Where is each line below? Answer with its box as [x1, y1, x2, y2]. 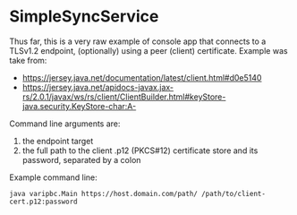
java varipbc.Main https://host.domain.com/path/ [9, 189, 199, 198]
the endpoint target [21, 135, 94, 146]
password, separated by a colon [21, 154, 141, 165]
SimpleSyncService [9, 6, 159, 27]
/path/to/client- [200, 189, 267, 198]
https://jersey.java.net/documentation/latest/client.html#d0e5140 [21, 72, 262, 82]
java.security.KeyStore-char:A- [21, 100, 137, 111]
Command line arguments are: [9, 118, 121, 129]
